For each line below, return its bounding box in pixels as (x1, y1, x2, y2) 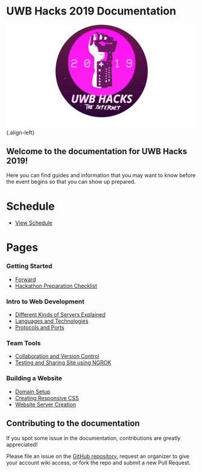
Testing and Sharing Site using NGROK (14, 359, 112, 366)
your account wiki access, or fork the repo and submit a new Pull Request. (6, 459, 191, 466)
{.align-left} (6, 129, 35, 136)
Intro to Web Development (6, 297, 84, 306)
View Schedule (14, 219, 52, 227)
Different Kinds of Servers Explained (14, 311, 106, 318)
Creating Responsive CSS (14, 394, 80, 401)
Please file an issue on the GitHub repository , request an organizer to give (6, 452, 190, 460)
